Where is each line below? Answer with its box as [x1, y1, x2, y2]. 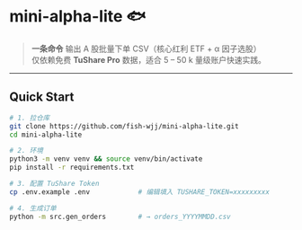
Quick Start [9, 90, 75, 105]
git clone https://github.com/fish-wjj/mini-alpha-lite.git [9, 121, 240, 130]
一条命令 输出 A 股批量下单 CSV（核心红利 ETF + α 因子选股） [31, 43, 262, 54]
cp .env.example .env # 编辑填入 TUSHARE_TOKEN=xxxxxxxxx [9, 187, 270, 197]
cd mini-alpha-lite [9, 130, 83, 139]
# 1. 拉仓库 [9, 113, 50, 122]
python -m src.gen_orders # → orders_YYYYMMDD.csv [9, 212, 231, 221]
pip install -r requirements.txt [9, 163, 135, 172]
